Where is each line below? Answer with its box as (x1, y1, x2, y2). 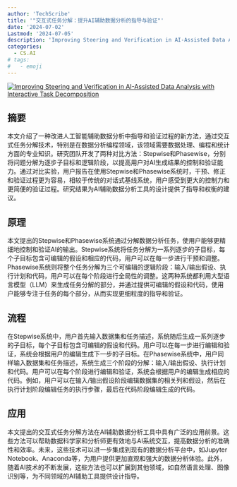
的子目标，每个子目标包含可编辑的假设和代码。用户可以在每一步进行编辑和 (7, 341, 224, 349)
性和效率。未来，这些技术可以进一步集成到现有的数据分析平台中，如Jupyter (7, 445, 228, 454)
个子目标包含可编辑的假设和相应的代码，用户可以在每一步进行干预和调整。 (7, 254, 224, 263)
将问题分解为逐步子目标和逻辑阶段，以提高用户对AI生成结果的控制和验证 (7, 158, 217, 167)
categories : (7, 43, 42, 50)
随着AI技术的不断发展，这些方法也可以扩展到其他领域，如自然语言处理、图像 (7, 463, 230, 471)
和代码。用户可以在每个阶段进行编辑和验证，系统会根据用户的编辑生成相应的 (7, 368, 230, 376)
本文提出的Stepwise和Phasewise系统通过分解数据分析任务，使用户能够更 (7, 236, 220, 245)
